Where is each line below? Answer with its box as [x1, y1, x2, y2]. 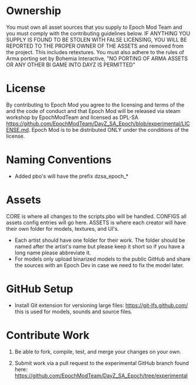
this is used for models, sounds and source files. [14, 308, 132, 315]
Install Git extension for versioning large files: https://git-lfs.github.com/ [14, 301, 188, 308]
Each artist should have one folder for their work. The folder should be [14, 237, 185, 244]
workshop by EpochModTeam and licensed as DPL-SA [6, 114, 138, 121]
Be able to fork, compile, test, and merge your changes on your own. [14, 348, 181, 355]
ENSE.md [6, 126, 29, 133]
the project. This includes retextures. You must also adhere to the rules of [6, 48, 184, 55]
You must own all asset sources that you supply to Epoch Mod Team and [6, 24, 182, 31]
